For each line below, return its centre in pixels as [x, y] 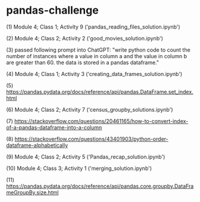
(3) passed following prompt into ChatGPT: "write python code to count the [98, 50]
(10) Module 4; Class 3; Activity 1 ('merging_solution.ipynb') [79, 168]
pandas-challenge [53, 10]
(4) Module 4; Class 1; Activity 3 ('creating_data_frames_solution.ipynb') [94, 74]
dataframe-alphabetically [37, 145]
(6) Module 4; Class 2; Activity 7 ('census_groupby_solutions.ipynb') [90, 109]
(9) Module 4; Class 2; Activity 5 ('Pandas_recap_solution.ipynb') [86, 157]
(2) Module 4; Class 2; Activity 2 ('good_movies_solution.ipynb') [85, 38]
